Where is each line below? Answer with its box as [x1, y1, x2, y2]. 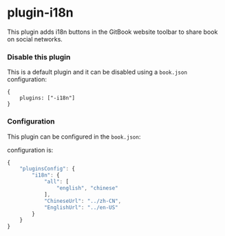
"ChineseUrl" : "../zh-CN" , [43, 197, 122, 204]
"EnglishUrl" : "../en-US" [43, 204, 118, 211]
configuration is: [7, 146, 54, 154]
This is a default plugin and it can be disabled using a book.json [7, 68, 188, 77]
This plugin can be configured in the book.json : [7, 132, 141, 141]
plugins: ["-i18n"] [19, 95, 76, 101]
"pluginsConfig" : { [19, 166, 76, 173]
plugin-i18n [7, 5, 74, 21]
